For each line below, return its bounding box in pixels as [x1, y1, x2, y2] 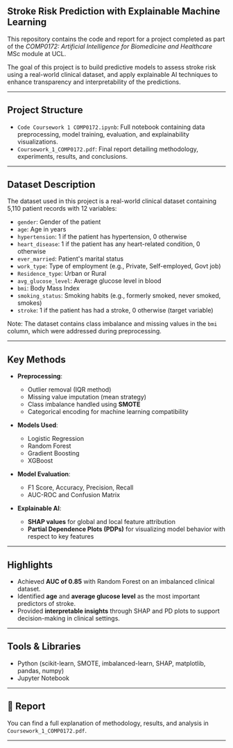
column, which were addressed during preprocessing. [7, 327, 162, 336]
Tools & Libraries [7, 641, 81, 652]
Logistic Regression [27, 435, 85, 443]
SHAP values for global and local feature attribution [27, 518, 175, 526]
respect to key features [27, 532, 94, 541]
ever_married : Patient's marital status [17, 254, 123, 263]
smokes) [17, 299, 42, 307]
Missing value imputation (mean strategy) [27, 393, 147, 401]
